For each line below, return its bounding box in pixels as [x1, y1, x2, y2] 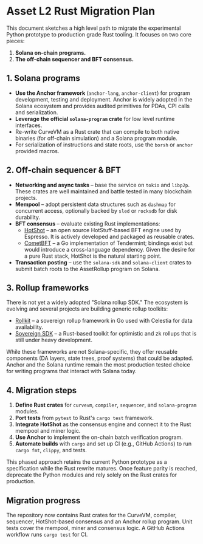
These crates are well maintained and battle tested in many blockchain [15, 187, 192, 195]
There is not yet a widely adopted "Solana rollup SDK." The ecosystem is [6, 299, 188, 306]
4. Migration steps [6, 385, 77, 396]
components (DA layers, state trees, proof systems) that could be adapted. [6, 354, 193, 362]
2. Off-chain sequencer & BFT [6, 165, 122, 176]
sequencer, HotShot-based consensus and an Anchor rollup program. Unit [6, 518, 193, 525]
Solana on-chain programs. [15, 49, 86, 56]
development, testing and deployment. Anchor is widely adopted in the [15, 95, 193, 103]
